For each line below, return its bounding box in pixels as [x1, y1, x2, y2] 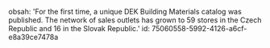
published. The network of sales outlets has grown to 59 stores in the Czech [8, 15, 262, 25]
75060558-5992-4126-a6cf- [152, 24, 247, 33]
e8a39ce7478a [8, 32, 59, 42]
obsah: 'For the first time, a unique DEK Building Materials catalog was [8, 7, 242, 16]
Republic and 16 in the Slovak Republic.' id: [8, 24, 151, 33]
